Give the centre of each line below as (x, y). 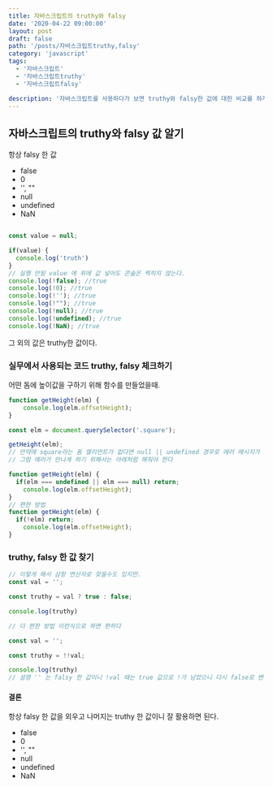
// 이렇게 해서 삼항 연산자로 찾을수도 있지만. (75, 575)
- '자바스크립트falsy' (49, 84)
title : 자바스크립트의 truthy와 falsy (67, 16)
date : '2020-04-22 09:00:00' (58, 24)
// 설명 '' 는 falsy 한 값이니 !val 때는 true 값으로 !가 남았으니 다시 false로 (131, 678)
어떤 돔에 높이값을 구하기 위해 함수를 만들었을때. (84, 385)
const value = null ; (43, 236)
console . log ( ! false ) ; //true (58, 281)
